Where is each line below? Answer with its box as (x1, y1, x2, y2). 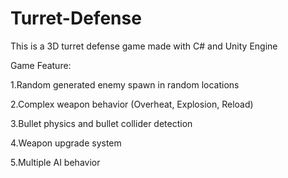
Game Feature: (10, 59, 72, 71)
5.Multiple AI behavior (10, 156, 101, 168)
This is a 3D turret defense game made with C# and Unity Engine (10, 40, 278, 52)
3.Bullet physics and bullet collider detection (10, 117, 193, 129)
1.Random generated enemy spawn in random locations (10, 78, 240, 91)
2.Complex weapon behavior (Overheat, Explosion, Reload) (10, 98, 254, 110)
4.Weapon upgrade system (10, 137, 122, 149)
